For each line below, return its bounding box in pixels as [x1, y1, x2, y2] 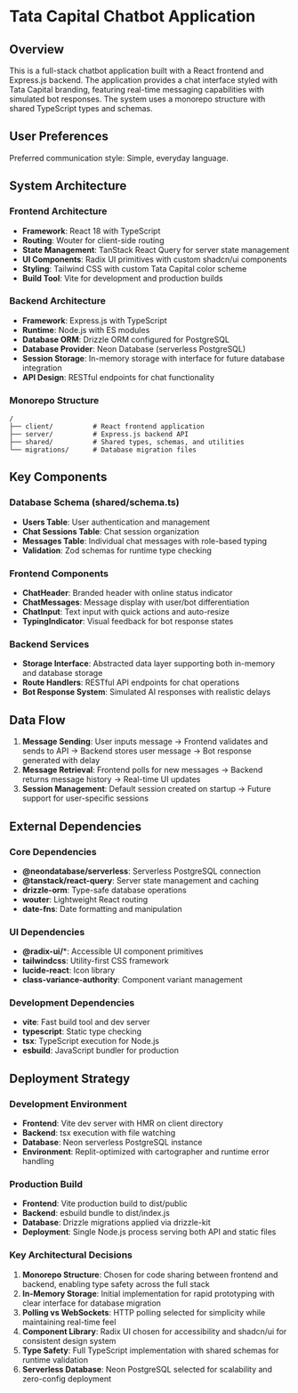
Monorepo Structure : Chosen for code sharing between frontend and [21, 1269, 278, 1280]
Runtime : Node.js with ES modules [21, 324, 150, 335]
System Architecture [9, 178, 127, 193]
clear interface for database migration [21, 1298, 162, 1308]
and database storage [21, 668, 103, 679]
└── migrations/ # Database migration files [9, 445, 197, 455]
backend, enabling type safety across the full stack [21, 1278, 211, 1289]
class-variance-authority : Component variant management [21, 974, 243, 985]
